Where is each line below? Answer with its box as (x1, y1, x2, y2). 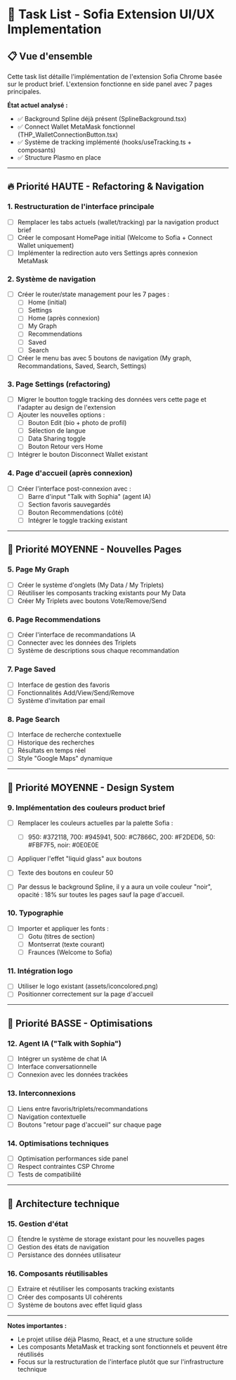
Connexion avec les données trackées (17, 1070, 129, 1079)
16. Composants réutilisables (7, 1269, 108, 1279)
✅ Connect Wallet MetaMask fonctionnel (17, 122, 136, 131)
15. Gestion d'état (7, 1219, 69, 1229)
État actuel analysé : (7, 101, 68, 109)
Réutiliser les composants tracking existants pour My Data (17, 588, 186, 597)
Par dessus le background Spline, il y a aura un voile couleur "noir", (17, 882, 213, 891)
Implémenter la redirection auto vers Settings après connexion (17, 248, 198, 257)
